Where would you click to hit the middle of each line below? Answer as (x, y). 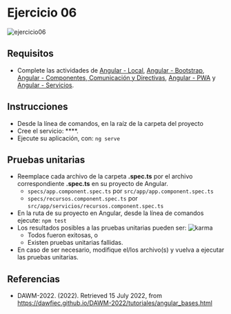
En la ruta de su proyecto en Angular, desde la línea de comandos (110, 213)
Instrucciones (38, 107)
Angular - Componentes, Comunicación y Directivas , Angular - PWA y (116, 77)
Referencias (34, 279)
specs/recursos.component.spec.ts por (82, 198)
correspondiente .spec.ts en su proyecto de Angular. (93, 184)
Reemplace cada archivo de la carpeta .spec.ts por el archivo (105, 176)
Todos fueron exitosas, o (63, 235)
